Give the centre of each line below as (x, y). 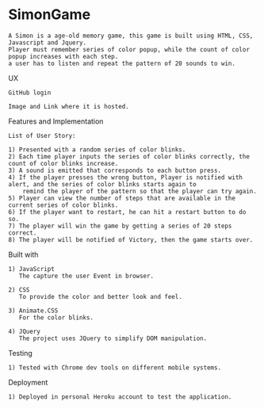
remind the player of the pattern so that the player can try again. (140, 191)
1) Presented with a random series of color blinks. (97, 149)
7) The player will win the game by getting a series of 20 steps (120, 226)
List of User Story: (42, 136)
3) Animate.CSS (33, 311)
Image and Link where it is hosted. (69, 106)
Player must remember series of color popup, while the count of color (129, 49)
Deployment (28, 382)
